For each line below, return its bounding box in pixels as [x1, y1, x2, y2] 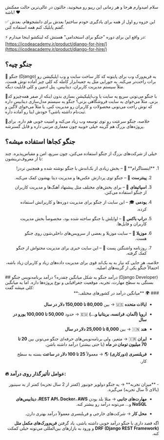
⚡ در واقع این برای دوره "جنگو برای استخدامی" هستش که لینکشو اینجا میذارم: [5, 34, 146, 40]
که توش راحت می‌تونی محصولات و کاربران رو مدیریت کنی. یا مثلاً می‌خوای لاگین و [5, 104, 153, 109]
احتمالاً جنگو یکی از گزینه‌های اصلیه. [95, 265, 159, 271]
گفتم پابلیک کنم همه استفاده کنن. [5, 24, 64, 30]
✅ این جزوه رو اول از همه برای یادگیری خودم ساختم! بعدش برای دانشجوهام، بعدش [5, 19, 155, 24]
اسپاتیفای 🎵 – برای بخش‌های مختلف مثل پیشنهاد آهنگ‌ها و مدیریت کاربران [15, 184, 147, 190]
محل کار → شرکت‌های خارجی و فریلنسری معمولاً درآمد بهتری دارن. [25, 410, 147, 417]
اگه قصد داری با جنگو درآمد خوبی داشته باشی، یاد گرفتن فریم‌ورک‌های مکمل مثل [14, 420, 159, 426]
